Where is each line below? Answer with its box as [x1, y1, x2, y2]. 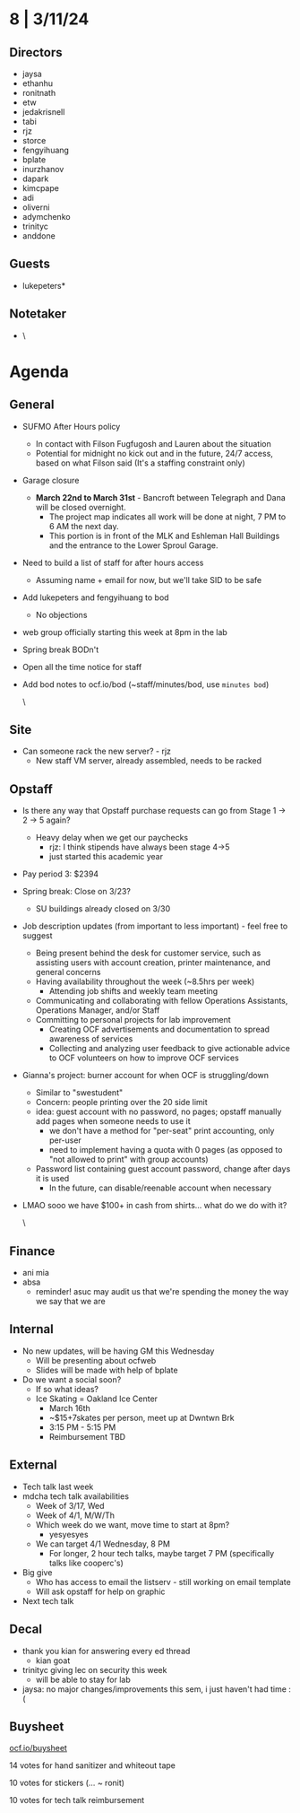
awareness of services [48, 1033, 133, 1044]
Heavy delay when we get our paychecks [35, 832, 189, 843]
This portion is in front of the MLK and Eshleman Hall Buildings [48, 530, 280, 541]
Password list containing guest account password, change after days [35, 1164, 291, 1174]
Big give [21, 1566, 53, 1578]
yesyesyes [48, 1529, 89, 1539]
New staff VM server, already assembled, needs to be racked [35, 755, 262, 766]
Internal [9, 1321, 54, 1337]
